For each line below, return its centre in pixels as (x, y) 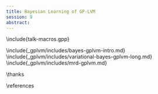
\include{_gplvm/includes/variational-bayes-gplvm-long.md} (79, 57)
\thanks (15, 75)
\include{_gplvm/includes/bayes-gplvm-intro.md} (66, 51)
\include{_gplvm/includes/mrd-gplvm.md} (56, 63)
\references (20, 86)
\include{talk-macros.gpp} (38, 39)
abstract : (18, 22)
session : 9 (19, 17)
